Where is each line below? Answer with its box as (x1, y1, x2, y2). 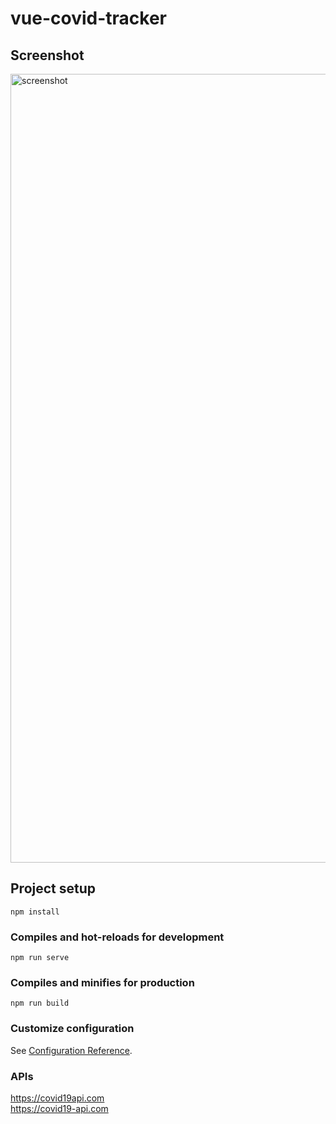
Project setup (10, 880, 97, 897)
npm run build (10, 998, 70, 1009)
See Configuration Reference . (10, 1044, 133, 1056)
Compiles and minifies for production (10, 976, 195, 990)
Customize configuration (10, 1022, 135, 1036)
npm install (10, 907, 60, 917)
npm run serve (10, 953, 70, 963)
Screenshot (10, 47, 85, 64)
